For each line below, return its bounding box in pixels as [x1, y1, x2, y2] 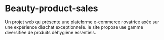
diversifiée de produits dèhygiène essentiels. [5, 29, 96, 35]
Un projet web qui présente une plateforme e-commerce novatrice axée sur [5, 19, 159, 25]
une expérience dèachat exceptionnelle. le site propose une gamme [5, 24, 143, 30]
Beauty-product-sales [5, 3, 98, 14]
